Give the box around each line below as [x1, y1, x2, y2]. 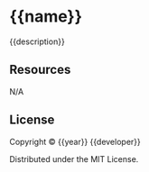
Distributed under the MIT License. [9, 153, 139, 164]
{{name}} [9, 6, 83, 27]
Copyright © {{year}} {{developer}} [9, 136, 142, 147]
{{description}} [9, 36, 65, 47]
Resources [9, 62, 71, 77]
